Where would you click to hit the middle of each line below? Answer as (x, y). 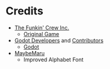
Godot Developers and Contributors (59, 40)
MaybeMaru (29, 53)
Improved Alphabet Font (53, 59)
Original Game (41, 34)
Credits (24, 11)
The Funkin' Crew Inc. (42, 28)
